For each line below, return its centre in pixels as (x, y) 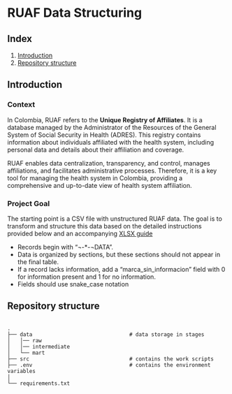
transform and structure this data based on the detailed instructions (104, 226)
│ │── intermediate (39, 346)
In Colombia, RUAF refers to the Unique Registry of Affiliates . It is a (105, 119)
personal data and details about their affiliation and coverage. (96, 149)
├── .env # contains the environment (109, 365)
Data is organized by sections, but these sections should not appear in (119, 254)
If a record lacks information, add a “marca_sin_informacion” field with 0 (121, 269)
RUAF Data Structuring (74, 13)
